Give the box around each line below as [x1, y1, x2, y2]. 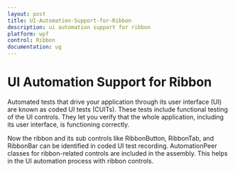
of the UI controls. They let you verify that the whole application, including [7, 112, 224, 121]
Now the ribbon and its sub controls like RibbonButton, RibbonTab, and [7, 134, 214, 142]
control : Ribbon [7, 37, 55, 44]
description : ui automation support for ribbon [7, 23, 151, 31]
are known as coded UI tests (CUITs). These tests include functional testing [7, 104, 229, 114]
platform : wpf [7, 30, 50, 38]
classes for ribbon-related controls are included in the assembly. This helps [7, 149, 229, 157]
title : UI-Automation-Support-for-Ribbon [7, 17, 132, 24]
